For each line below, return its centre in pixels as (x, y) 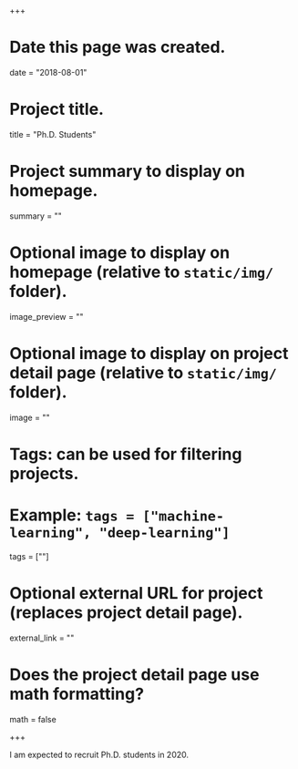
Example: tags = (72, 515)
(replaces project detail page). (126, 612)
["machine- (184, 516)
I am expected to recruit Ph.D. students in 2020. (99, 754)
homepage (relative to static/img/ (142, 272)
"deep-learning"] (164, 533)
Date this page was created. (118, 47)
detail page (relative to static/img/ (144, 372)
